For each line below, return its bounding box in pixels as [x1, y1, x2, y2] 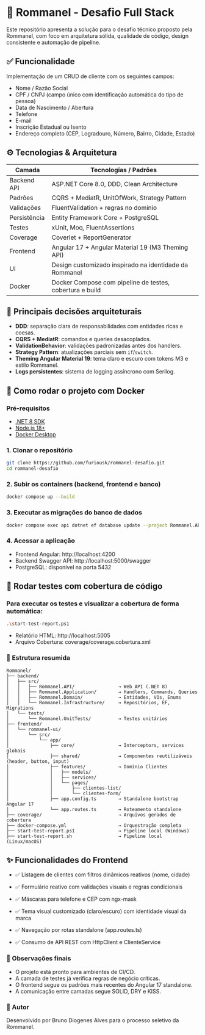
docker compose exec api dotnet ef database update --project [6, 522, 168, 528]
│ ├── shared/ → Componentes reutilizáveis [6, 753, 192, 759]
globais [6, 748, 26, 754]
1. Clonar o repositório [6, 445, 73, 454]
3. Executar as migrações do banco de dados [6, 508, 142, 517]
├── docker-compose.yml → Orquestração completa [6, 822, 182, 829]
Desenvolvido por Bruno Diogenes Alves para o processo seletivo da [6, 1017, 179, 1024]
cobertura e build [51, 286, 101, 294]
